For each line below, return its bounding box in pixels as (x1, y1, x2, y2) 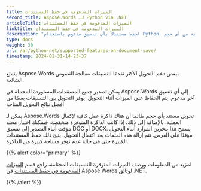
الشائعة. (6, 76, 25, 83)
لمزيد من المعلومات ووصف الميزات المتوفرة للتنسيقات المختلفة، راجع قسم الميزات (6, 160, 192, 168)
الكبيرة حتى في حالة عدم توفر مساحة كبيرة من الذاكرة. (6, 137, 129, 144)
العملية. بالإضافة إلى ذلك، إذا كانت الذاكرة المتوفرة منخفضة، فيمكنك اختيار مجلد (6, 118, 182, 126)
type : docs (6, 37, 33, 43)
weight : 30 (6, 43, 33, 48)
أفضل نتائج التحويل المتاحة (6, 100, 65, 108)
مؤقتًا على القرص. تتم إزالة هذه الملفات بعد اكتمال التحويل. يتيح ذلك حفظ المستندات (6, 131, 193, 138)
